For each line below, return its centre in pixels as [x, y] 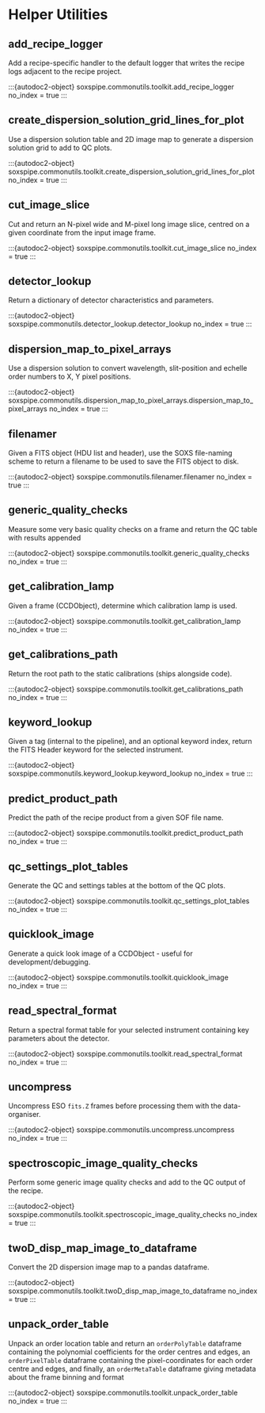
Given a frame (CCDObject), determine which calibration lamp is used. [123, 606]
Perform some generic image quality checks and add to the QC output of [127, 1182]
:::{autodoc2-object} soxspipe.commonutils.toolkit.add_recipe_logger [121, 87]
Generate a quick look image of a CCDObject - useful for [101, 953]
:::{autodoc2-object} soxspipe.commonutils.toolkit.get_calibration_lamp [125, 621]
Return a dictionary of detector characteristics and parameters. [111, 300]
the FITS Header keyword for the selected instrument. [96, 750]
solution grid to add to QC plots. [60, 148]
